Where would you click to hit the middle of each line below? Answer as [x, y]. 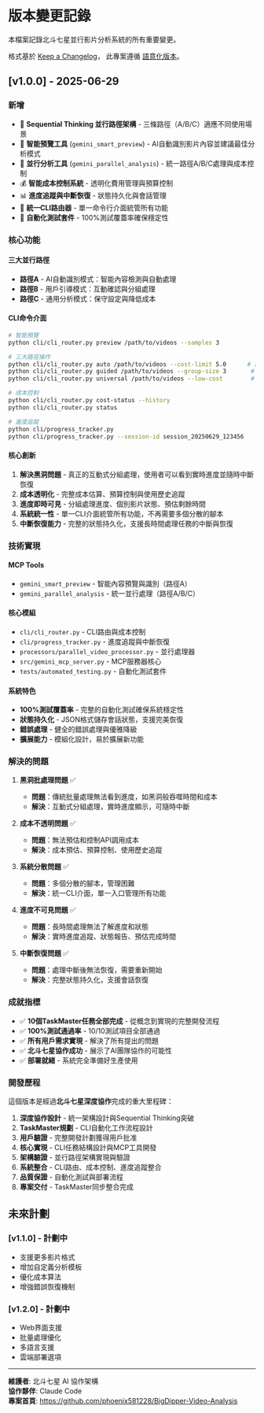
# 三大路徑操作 [29, 357]
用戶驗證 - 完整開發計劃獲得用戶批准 [78, 1137]
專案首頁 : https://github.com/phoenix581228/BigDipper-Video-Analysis [123, 1401]
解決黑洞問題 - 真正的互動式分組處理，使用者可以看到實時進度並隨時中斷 [137, 474]
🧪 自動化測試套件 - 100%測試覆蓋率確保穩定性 [94, 217]
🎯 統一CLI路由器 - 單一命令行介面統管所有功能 [94, 207]
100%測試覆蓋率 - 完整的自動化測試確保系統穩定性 [102, 710]
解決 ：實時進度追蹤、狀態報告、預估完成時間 [104, 937]
